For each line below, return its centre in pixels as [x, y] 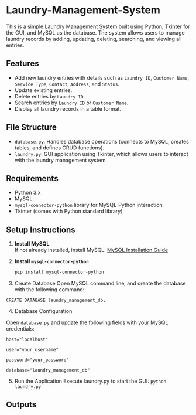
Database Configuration [43, 311]
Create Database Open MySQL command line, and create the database [100, 283]
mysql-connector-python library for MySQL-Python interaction [88, 205]
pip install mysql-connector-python [59, 272]
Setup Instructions [41, 229]
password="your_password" [37, 360]
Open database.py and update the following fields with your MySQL [87, 322]
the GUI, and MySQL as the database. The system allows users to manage [96, 32]
